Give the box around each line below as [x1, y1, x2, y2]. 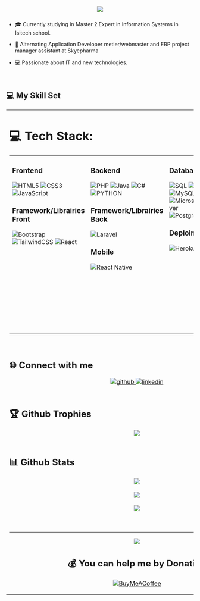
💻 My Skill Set [6, 90, 61, 101]
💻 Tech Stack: [9, 128, 93, 143]
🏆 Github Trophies [9, 408, 92, 420]
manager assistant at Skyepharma [14, 47, 99, 54]
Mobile [90, 248, 114, 257]
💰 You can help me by [67, 558, 165, 569]
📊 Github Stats [9, 456, 75, 468]
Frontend [12, 166, 43, 176]
